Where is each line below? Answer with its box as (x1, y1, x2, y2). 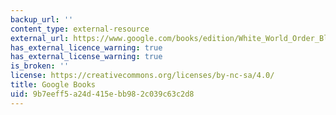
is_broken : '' (10, 61, 70, 71)
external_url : (10, 33, 70, 43)
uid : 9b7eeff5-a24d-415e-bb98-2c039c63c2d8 (10, 89, 195, 99)
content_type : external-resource (10, 24, 150, 34)
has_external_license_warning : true (10, 52, 163, 62)
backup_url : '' (10, 14, 74, 25)
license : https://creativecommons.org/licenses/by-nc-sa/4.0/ (10, 71, 275, 81)
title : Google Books (10, 80, 97, 90)
